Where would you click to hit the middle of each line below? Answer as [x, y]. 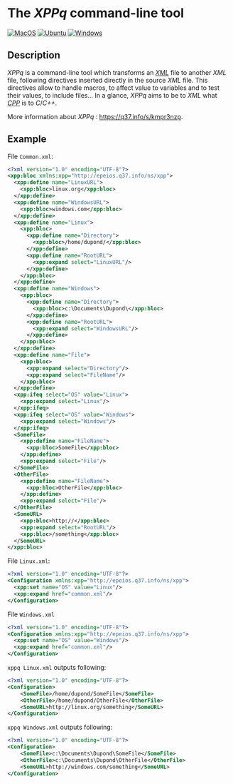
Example [27, 139]
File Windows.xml [31, 614]
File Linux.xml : [29, 561]
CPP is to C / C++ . [32, 103]
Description [34, 55]
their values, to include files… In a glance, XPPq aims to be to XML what [113, 95]
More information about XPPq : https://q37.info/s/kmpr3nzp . [95, 116]
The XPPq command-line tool [96, 13]
